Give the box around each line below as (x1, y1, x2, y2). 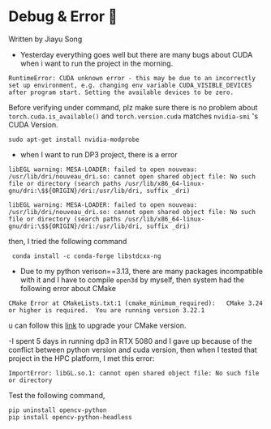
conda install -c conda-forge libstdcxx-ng (11, 251, 161, 260)
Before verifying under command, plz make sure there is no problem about (8, 102, 258, 112)
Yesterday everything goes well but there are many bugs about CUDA (19, 49, 253, 59)
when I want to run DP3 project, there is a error (19, 149, 179, 159)
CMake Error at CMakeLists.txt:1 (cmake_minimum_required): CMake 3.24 (8, 299, 264, 307)
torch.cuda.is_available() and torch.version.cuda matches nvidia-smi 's (8, 111, 258, 121)
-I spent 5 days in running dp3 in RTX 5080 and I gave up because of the (8, 336, 253, 345)
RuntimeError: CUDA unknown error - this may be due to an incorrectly (8, 74, 256, 82)
